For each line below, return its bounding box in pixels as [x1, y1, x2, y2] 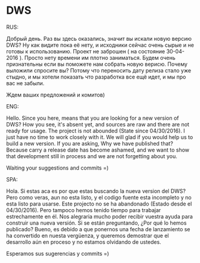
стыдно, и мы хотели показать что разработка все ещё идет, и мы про [6, 73, 186, 80]
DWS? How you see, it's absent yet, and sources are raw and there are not [6, 120, 190, 128]
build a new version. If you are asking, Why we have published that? [6, 140, 173, 147]
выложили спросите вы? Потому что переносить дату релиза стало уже [6, 66, 192, 74]
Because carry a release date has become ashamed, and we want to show [6, 146, 190, 153]
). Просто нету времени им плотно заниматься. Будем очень [19, 54, 176, 61]
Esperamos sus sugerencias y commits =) [6, 250, 109, 257]
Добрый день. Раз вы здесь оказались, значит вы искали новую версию [6, 35, 192, 42]
